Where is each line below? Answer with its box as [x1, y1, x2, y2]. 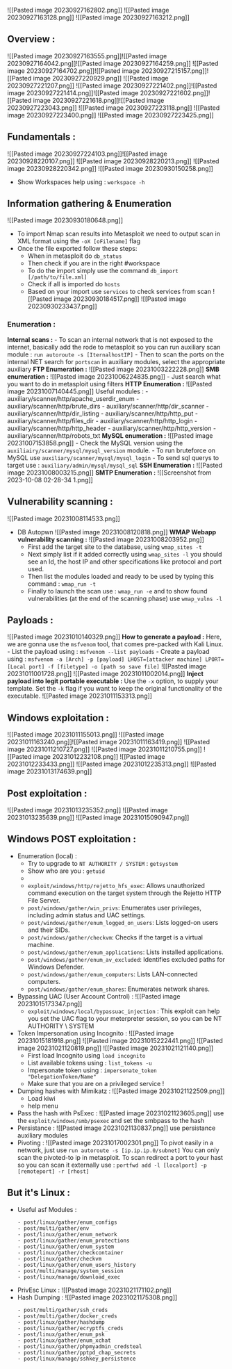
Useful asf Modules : [17, 1205, 77, 1213]
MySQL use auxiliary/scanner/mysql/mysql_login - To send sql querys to [7, 453, 219, 461]
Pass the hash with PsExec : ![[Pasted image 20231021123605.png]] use [17, 1108, 224, 1117]
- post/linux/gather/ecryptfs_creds [17, 1325, 124, 1331]
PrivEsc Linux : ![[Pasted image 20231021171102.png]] [17, 1286, 172, 1294]
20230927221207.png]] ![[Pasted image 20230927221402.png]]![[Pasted [7, 81, 217, 90]
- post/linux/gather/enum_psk [17, 1331, 106, 1338]
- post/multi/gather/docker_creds [17, 1313, 117, 1320]
